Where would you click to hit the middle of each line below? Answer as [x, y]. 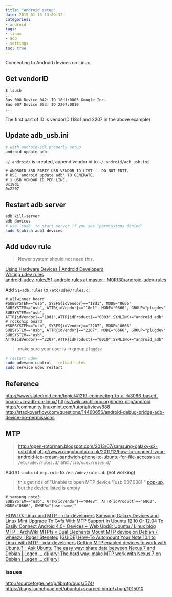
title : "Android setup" [31, 10]
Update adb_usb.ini [37, 135]
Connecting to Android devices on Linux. [48, 62]
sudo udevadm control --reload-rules [46, 363]
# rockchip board [24, 321]
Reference [22, 383]
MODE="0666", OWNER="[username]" [41, 506]
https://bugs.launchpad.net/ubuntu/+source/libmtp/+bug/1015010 [74, 589]
